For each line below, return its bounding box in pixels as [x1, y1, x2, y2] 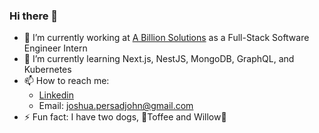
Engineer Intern [23, 42, 88, 54]
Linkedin [38, 89, 74, 101]
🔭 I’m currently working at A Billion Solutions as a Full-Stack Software [23, 32, 310, 44]
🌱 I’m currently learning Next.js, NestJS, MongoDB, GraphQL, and [23, 53, 295, 65]
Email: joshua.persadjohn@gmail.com [38, 100, 194, 112]
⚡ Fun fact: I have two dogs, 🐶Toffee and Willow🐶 [23, 111, 227, 123]
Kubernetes [23, 64, 72, 76]
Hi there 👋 [9, 9, 59, 23]
